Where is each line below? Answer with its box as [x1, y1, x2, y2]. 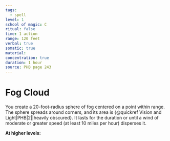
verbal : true [5, 41, 33, 46]
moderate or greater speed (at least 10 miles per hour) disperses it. [5, 120, 147, 126]
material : [5, 50, 27, 55]
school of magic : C [5, 22, 47, 27]
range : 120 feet [5, 36, 40, 42]
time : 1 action [5, 31, 38, 36]
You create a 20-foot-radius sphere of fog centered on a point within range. [5, 104, 165, 110]
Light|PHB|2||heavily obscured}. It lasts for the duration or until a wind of [5, 115, 159, 121]
